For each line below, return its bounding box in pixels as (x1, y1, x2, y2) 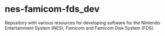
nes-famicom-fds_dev (4, 3, 99, 15)
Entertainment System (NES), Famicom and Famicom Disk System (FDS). (4, 25, 155, 31)
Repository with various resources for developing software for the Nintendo (4, 20, 160, 26)
